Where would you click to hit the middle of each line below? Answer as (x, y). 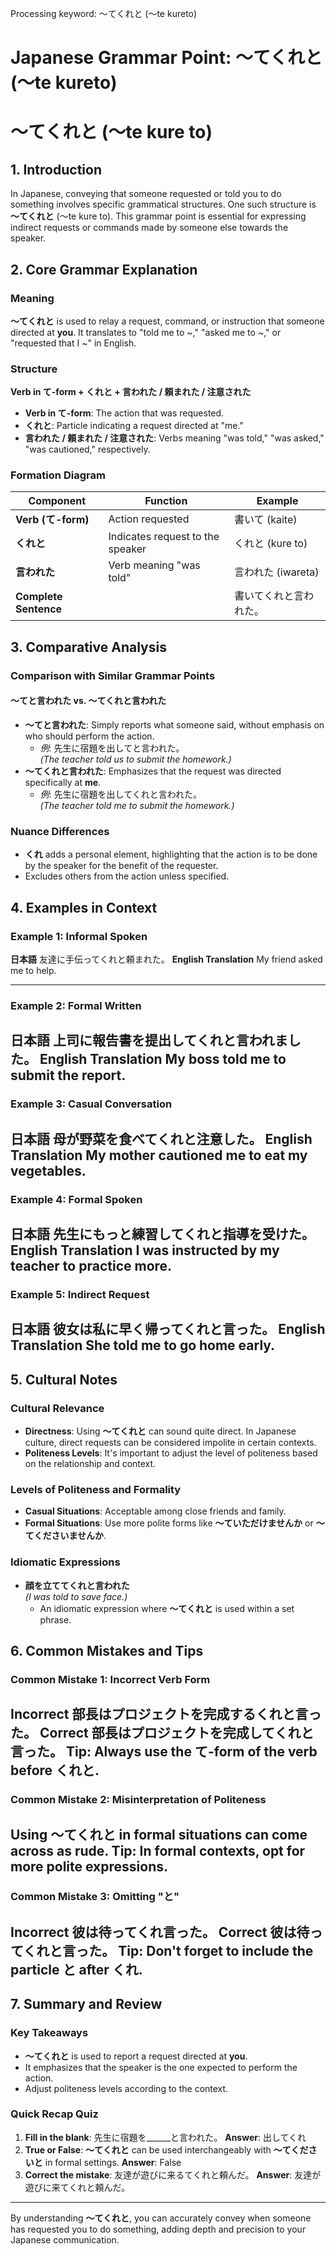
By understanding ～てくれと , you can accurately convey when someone (161, 2218)
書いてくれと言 (269, 596)
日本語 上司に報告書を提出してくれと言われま (149, 1040)
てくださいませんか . (65, 1536)
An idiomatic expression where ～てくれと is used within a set (167, 1608)
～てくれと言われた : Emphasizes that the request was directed (153, 771)
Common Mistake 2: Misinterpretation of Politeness (138, 1800)
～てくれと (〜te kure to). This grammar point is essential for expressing (158, 216)
